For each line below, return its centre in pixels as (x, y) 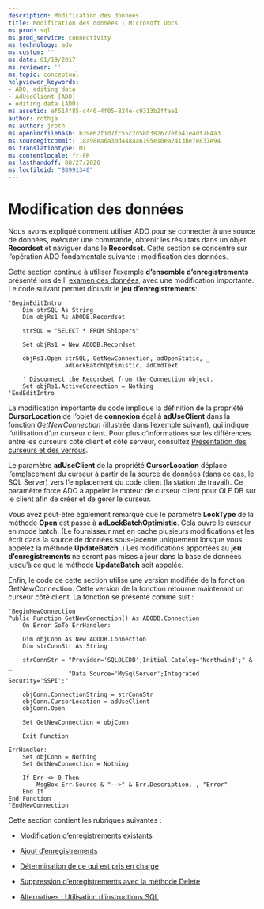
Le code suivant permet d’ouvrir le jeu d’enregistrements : (103, 288)
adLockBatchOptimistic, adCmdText (121, 365)
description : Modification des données (74, 15)
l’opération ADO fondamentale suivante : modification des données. (118, 256)
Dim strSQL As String (58, 310)
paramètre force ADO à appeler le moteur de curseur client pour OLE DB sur (132, 490)
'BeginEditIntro (35, 303)
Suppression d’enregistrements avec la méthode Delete (110, 881)
